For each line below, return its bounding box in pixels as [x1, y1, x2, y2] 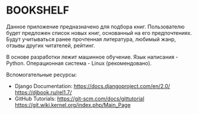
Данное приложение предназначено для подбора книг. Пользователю [6, 23, 185, 30]
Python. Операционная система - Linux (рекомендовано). [6, 60, 152, 67]
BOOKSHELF [6, 4, 70, 17]
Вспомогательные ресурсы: [6, 71, 77, 78]
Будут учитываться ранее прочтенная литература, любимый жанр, [6, 35, 176, 43]
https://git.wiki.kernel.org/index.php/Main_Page [14, 101, 131, 108]
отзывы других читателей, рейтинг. [6, 42, 96, 49]
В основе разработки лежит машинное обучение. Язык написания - [6, 53, 178, 60]
